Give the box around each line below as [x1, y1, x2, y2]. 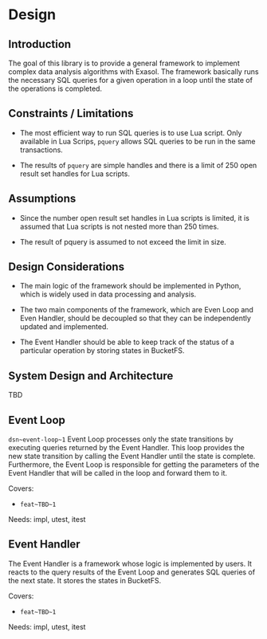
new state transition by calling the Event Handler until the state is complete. [8, 452, 256, 461]
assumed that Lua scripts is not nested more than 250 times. [19, 221, 219, 231]
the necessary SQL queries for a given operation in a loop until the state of [8, 76, 253, 84]
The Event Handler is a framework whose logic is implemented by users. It [8, 559, 253, 568]
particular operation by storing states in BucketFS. [19, 346, 185, 355]
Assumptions [8, 192, 77, 206]
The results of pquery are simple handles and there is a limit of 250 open [19, 160, 257, 170]
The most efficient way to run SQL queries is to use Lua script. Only [19, 127, 242, 137]
